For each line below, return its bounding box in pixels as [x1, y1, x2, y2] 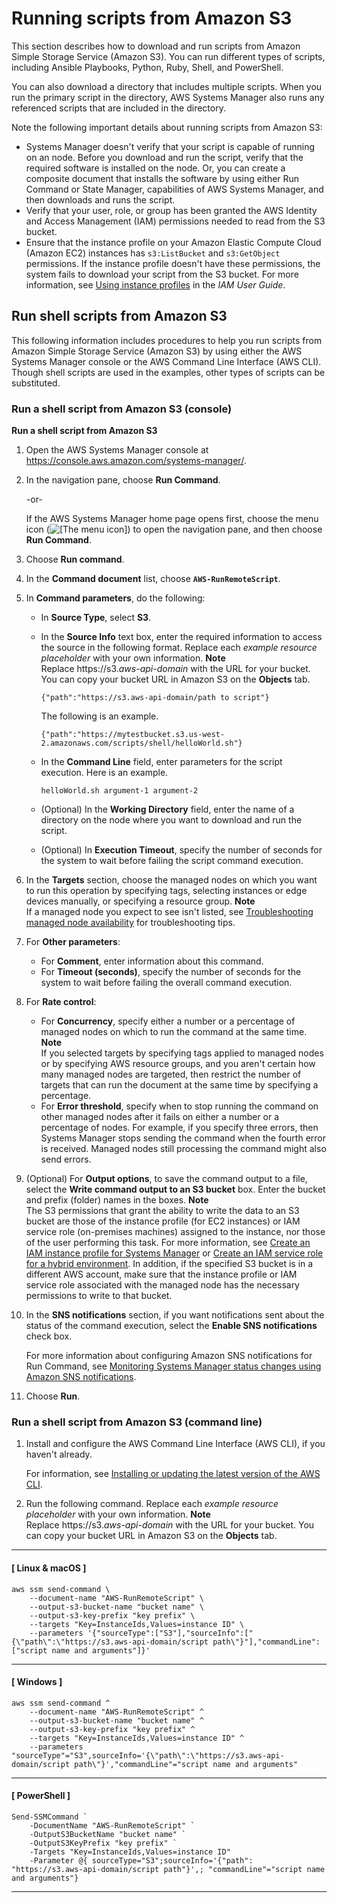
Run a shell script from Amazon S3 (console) [11, 402, 233, 416]
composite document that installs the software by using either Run [25, 172, 300, 184]
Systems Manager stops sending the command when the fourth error [40, 1132, 327, 1144]
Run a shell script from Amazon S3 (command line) [11, 1415, 263, 1429]
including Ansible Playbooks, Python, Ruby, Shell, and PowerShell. [11, 61, 284, 73]
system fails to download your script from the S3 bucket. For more [25, 268, 299, 280]
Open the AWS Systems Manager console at [25, 444, 209, 456]
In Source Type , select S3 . [40, 612, 152, 624]
